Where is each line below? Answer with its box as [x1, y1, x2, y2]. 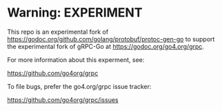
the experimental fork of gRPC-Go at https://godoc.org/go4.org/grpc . [7, 42, 205, 50]
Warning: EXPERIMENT [7, 5, 143, 21]
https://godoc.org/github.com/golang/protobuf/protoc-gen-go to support [7, 34, 215, 43]
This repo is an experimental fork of [7, 28, 109, 36]
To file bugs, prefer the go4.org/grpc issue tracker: [7, 82, 152, 90]
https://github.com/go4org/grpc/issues [7, 95, 119, 104]
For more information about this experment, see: [7, 55, 145, 63]
